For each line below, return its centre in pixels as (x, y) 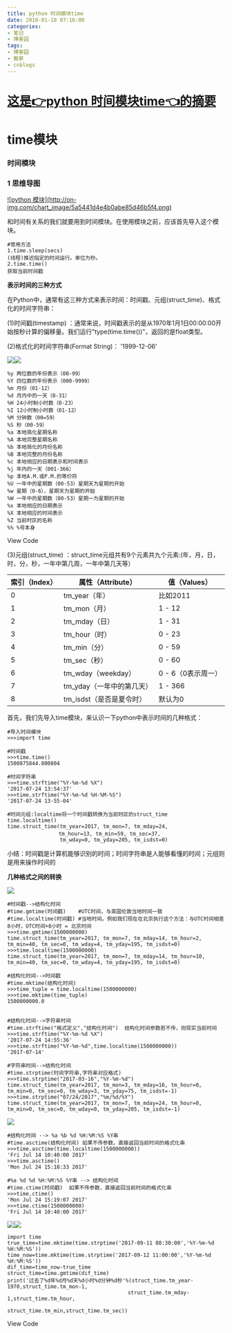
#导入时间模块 (24, 732)
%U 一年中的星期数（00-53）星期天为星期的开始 (66, 484)
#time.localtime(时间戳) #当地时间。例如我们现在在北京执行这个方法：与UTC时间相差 (116, 919)
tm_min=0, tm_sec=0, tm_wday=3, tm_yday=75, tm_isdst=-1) (92, 1091)
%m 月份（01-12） (30, 389)
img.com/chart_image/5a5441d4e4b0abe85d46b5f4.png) (89, 207)
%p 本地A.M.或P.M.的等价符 (42, 477)
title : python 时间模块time (46, 13)
